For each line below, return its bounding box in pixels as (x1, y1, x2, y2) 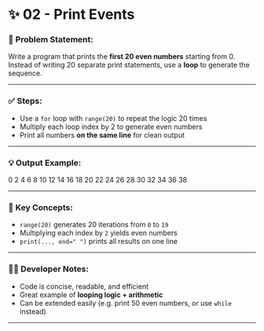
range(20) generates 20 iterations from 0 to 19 (19, 220, 169, 230)
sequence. (8, 68, 43, 78)
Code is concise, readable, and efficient (19, 281, 149, 291)
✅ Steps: (8, 96, 42, 107)
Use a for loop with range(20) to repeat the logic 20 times (19, 113, 207, 123)
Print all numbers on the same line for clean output (19, 130, 185, 139)
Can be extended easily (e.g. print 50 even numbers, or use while (19, 298, 232, 307)
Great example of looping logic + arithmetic (19, 289, 163, 300)
